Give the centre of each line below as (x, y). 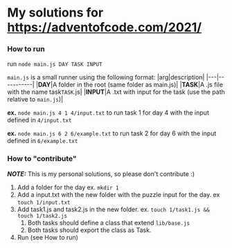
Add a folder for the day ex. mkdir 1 (68, 187)
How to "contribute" (42, 159)
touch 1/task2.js (42, 216)
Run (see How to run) (47, 237)
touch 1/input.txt (44, 202)
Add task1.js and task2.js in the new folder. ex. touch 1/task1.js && (113, 209)
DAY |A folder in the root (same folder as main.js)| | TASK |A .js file (131, 85)
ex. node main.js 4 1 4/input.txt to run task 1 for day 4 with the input (108, 113)
